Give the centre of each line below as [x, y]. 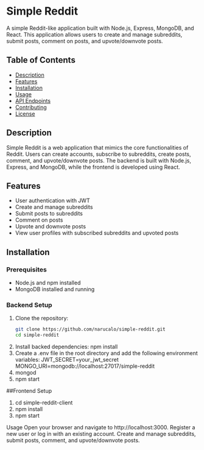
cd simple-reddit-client [44, 403]
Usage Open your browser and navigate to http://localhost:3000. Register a [101, 427]
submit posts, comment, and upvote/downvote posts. [73, 440]
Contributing [31, 107]
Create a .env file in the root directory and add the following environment [106, 353]
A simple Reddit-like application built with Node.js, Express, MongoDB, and [100, 28]
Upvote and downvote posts [51, 227]
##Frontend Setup [29, 391]
